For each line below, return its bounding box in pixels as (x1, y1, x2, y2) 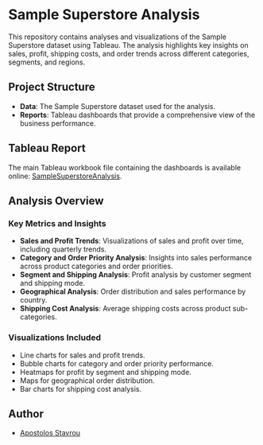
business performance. (19, 118, 97, 128)
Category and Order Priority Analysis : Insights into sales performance (19, 253, 253, 263)
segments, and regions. (8, 57, 86, 67)
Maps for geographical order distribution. (19, 376, 155, 385)
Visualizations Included (8, 332, 102, 343)
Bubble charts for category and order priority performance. (19, 358, 215, 368)
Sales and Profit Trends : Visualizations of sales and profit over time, (19, 236, 244, 246)
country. (19, 295, 48, 305)
